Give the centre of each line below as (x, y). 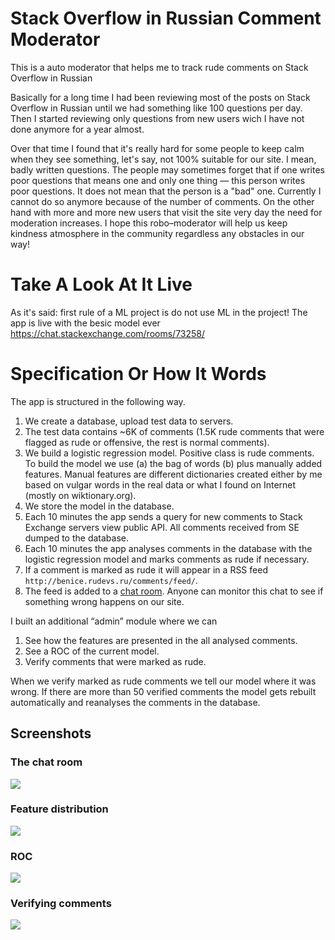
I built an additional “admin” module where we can (114, 621)
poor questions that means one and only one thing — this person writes (158, 180)
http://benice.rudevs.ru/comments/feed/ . (111, 580)
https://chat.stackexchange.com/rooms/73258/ (108, 333)
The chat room (46, 762)
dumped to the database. (76, 538)
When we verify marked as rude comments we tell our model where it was (163, 681)
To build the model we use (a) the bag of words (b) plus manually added (173, 463)
